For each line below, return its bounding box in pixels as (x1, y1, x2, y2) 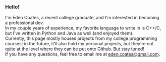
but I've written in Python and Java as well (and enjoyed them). (5, 31, 134, 36)
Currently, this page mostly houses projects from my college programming (5, 35, 157, 41)
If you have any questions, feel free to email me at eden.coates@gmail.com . (5, 51, 160, 57)
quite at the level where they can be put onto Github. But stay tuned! (5, 46, 145, 52)
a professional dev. (5, 20, 44, 26)
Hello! (5, 3, 20, 10)
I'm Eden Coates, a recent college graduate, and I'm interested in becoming (5, 15, 160, 21)
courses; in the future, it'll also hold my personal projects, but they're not (5, 41, 154, 47)
